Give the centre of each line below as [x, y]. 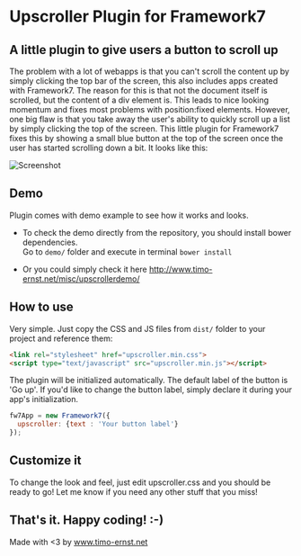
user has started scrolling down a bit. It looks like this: [109, 148]
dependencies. [50, 242]
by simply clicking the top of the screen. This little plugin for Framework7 [144, 129]
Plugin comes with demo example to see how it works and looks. [129, 215]
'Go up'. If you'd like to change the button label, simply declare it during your [151, 390]
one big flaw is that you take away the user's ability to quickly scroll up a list [150, 119]
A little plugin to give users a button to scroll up [144, 50]
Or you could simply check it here [84, 269]
